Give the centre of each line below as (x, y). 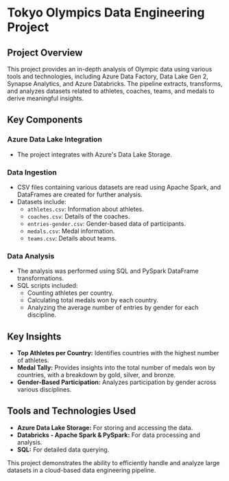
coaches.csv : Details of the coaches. (79, 216)
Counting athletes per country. (70, 293)
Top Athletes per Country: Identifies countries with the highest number (118, 353)
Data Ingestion (32, 172)
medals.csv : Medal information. (71, 231)
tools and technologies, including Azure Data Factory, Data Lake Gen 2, (108, 76)
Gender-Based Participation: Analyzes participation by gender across (117, 382)
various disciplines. (44, 390)
